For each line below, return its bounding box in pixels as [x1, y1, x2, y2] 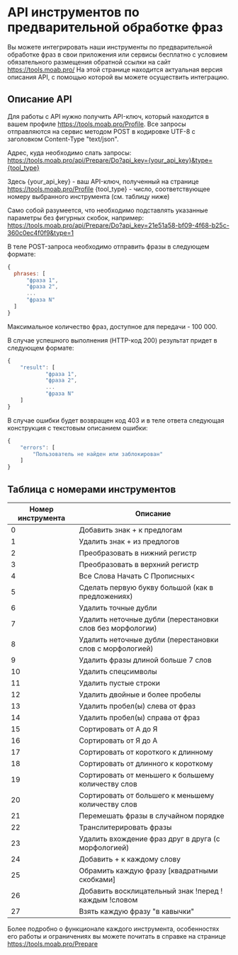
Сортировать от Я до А [79, 736, 158, 745]
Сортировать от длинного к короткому [79, 758, 214, 768]
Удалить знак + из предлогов [79, 536, 180, 546]
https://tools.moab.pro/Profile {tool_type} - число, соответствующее [7, 185, 210, 193]
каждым [79, 895, 108, 905]
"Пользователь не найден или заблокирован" [33, 450, 163, 457]
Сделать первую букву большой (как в [79, 582, 214, 592]
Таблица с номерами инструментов [7, 483, 176, 496]
